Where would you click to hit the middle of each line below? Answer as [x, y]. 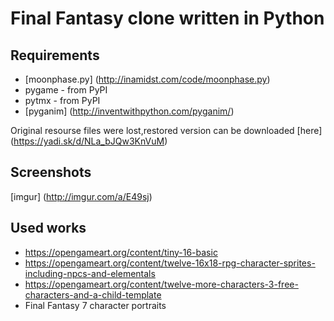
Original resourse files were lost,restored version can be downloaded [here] [166, 130]
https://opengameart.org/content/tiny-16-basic [121, 252]
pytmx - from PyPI [62, 100]
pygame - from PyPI [66, 90]
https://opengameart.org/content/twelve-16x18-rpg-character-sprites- [170, 263]
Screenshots [51, 172]
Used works [48, 228]
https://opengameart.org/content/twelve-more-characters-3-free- [161, 284]
